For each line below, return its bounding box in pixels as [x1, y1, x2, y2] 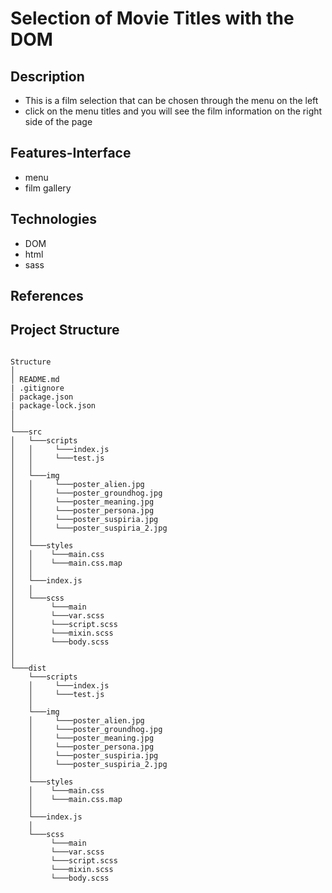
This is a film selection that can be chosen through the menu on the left [24, 95, 319, 106]
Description [10, 68, 85, 85]
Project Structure [10, 322, 120, 339]
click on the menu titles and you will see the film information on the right [24, 105, 323, 117]
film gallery [24, 182, 72, 194]
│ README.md [10, 374, 60, 384]
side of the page [24, 116, 93, 127]
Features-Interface [10, 145, 132, 162]
